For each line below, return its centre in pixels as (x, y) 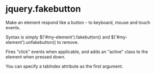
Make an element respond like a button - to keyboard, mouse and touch (78, 22)
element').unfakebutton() (31, 42)
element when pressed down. (36, 56)
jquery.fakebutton (43, 9)
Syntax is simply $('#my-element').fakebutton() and (58, 37)
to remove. (68, 42)
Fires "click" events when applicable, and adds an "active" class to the (77, 52)
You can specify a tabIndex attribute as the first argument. (64, 66)
